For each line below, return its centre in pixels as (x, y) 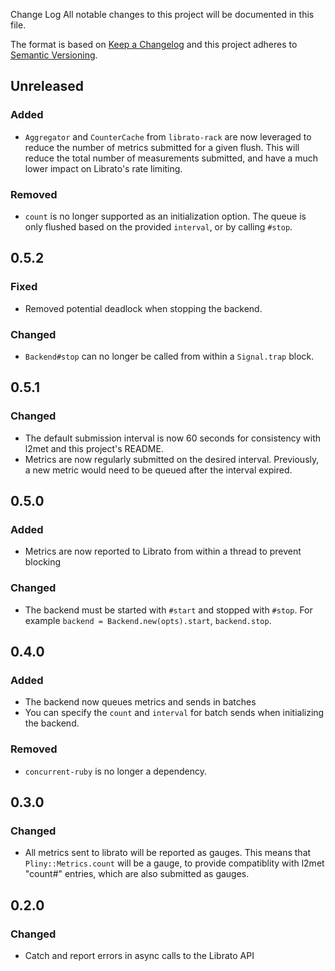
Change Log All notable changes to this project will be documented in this (162, 14)
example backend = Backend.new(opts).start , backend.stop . (148, 620)
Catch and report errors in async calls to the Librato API (139, 955)
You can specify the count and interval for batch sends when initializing (174, 713)
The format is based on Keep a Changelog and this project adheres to (154, 44)
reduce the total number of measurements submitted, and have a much (171, 158)
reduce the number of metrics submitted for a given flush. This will (162, 147)
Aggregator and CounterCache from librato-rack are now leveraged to (168, 136)
